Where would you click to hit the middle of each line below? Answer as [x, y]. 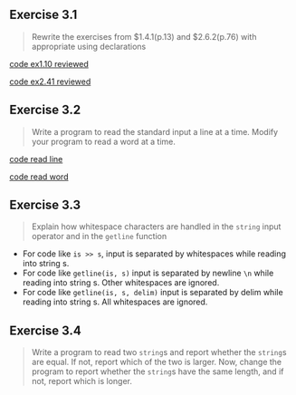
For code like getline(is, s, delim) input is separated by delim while [153, 293]
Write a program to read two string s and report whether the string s [159, 352]
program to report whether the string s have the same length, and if [158, 371]
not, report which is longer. [82, 381]
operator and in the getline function [99, 236]
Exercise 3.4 [45, 330]
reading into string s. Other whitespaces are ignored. [121, 283]
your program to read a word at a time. [104, 141]
